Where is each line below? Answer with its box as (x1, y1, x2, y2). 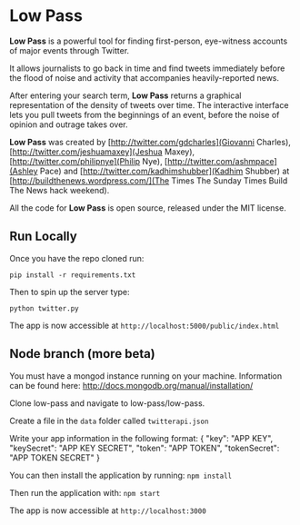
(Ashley (9, 165, 38, 176)
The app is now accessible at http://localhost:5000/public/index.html (9, 320, 280, 331)
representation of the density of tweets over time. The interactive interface (9, 99, 289, 110)
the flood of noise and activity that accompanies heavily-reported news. (9, 72, 280, 83)
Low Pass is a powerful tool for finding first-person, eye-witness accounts (9, 35, 288, 46)
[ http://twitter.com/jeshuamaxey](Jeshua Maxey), (9, 146, 195, 157)
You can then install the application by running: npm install (9, 470, 233, 480)
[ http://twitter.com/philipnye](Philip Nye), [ (9, 155, 168, 166)
